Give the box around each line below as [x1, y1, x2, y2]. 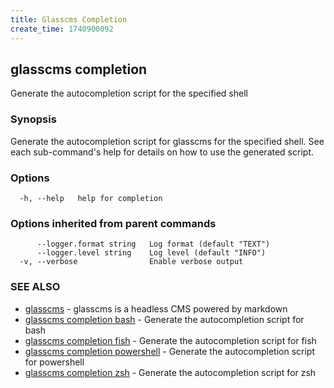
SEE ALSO [10, 280, 61, 294]
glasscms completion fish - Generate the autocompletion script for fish [24, 334, 317, 346]
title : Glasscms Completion [10, 14, 128, 25]
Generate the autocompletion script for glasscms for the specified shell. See [10, 135, 325, 147]
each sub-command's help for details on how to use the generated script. [10, 146, 314, 158]
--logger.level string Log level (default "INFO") [36, 248, 267, 258]
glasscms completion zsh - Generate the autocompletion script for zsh [24, 366, 317, 378]
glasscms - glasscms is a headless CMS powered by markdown [24, 302, 288, 315]
